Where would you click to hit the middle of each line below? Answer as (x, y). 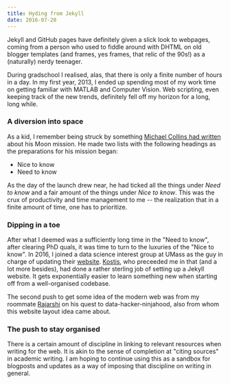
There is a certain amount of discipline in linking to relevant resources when (114, 344)
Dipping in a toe (34, 225)
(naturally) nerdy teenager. (45, 61)
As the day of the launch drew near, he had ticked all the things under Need (114, 185)
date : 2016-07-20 (32, 20)
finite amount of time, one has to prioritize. (67, 207)
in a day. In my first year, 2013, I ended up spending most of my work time (112, 82)
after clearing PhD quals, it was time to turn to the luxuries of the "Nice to (111, 247)
